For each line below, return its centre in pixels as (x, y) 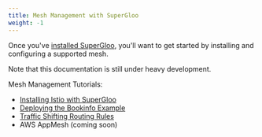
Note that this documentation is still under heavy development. (110, 68)
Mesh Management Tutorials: (55, 84)
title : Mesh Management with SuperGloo (74, 15)
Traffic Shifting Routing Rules (66, 116)
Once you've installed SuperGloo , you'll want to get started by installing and (131, 45)
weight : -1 (26, 23)
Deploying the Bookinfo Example (72, 108)
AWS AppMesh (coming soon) (68, 124)
